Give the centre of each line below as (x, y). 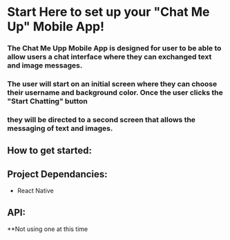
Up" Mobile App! (56, 27)
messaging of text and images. (60, 128)
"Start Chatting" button (47, 101)
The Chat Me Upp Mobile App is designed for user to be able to (114, 48)
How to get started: (49, 151)
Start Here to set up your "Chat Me (108, 12)
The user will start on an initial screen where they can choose (112, 84)
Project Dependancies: (58, 174)
